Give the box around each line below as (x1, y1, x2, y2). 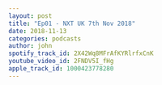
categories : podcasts (8, 34, 82, 43)
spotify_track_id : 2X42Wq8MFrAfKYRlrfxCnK (8, 49, 154, 57)
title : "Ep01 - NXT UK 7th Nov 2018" (8, 19, 136, 28)
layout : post (8, 11, 53, 20)
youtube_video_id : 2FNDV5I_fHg (8, 57, 114, 66)
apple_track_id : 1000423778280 (8, 65, 114, 73)
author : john (8, 42, 53, 50)
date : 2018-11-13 (8, 27, 67, 35)
